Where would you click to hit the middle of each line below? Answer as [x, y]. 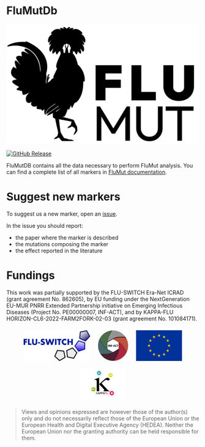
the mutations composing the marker [62, 244]
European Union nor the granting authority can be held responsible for [110, 431]
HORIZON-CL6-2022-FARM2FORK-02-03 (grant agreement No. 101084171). [102, 318]
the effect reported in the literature [59, 251]
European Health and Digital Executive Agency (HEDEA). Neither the [107, 425]
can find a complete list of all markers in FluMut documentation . [87, 172]
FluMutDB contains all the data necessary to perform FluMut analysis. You [100, 165]
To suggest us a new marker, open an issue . [62, 214]
